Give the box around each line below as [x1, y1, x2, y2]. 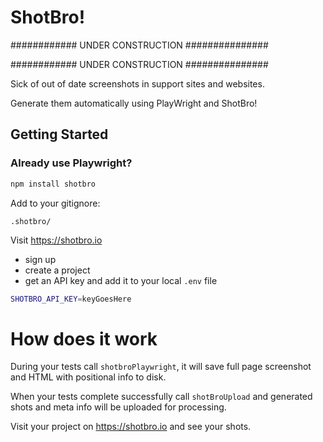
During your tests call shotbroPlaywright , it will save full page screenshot [10, 361, 312, 373]
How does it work [10, 327, 158, 350]
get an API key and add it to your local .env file [24, 274, 218, 286]
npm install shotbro [10, 179, 97, 189]
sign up [24, 253, 57, 265]
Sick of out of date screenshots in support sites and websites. [10, 77, 265, 90]
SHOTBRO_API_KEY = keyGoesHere [10, 294, 132, 304]
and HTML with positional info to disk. [10, 371, 167, 383]
